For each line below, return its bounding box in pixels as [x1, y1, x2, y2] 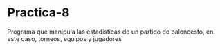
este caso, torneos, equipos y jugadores [7, 34, 122, 42]
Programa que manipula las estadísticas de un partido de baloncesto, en [7, 27, 214, 36]
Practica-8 [7, 5, 71, 21]
